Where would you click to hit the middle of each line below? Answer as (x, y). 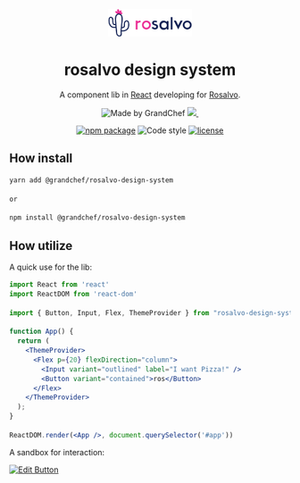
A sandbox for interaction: (57, 452)
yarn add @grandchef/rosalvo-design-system (92, 180)
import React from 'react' (59, 284)
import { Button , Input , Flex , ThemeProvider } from (109, 312)
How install (41, 158)
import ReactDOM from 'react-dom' (74, 294)
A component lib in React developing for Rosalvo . (150, 95)
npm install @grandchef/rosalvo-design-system (97, 218)
